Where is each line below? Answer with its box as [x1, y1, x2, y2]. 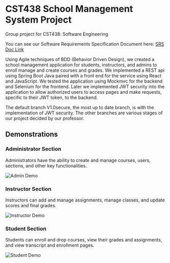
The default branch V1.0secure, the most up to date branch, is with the [5, 104, 155, 110]
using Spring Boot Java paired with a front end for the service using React [5, 72, 162, 78]
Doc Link [5, 46, 24, 52]
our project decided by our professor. [5, 115, 84, 121]
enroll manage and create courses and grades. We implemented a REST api [5, 67, 165, 73]
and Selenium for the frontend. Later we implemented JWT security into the [5, 83, 165, 90]
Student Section [5, 225, 47, 232]
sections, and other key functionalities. [5, 163, 87, 169]
